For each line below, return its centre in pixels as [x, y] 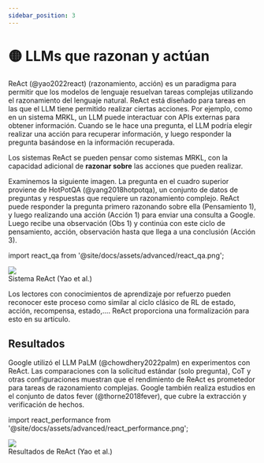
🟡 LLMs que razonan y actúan [109, 56]
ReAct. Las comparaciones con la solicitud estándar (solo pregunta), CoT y [130, 371]
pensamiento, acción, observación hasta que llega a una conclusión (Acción [132, 231]
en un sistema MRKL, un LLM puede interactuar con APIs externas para [124, 117]
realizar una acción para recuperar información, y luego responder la [120, 134]
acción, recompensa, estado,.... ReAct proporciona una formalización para [129, 311]
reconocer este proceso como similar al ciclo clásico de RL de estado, [122, 302]
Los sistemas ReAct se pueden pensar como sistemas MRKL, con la [118, 157]
